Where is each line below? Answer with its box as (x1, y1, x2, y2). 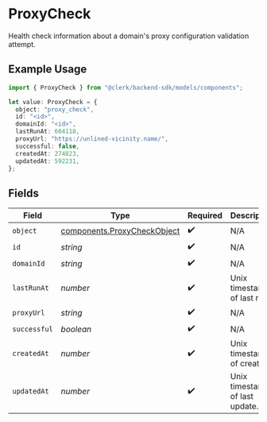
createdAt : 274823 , (15, 149, 80, 157)
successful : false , (15, 142, 80, 150)
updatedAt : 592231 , (15, 157, 80, 165)
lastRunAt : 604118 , (15, 128, 80, 136)
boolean (60, 323, 92, 335)
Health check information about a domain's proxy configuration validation (8, 31, 250, 41)
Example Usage (8, 63, 87, 76)
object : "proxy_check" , (15, 105, 94, 114)
